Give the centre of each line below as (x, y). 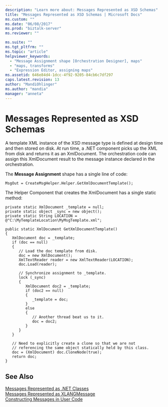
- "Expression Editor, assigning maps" (51, 70)
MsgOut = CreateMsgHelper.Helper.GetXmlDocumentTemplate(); (69, 183)
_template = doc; (50, 299)
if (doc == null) (30, 242)
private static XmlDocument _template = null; (55, 207)
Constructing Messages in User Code (44, 399)
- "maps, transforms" (32, 66)
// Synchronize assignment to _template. (62, 273)
